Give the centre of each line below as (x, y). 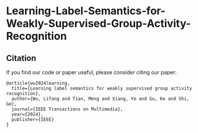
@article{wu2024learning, (38, 83)
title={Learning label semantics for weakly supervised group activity (102, 88)
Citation (21, 58)
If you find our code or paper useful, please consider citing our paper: (91, 72)
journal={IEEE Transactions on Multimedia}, (67, 109)
